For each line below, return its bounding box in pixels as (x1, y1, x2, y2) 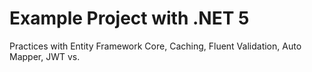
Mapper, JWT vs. (9, 50, 81, 62)
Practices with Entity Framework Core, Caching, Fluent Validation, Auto (9, 40, 302, 52)
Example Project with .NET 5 (9, 7, 250, 30)
